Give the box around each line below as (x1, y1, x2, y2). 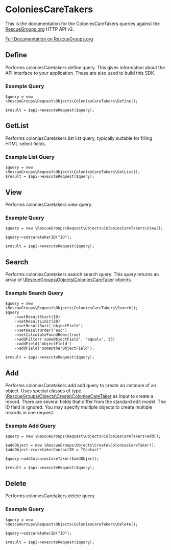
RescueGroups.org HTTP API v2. (5, 26, 75, 32)
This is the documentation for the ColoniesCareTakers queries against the (5, 20, 160, 27)
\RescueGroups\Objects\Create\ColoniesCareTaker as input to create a (5, 393, 154, 399)
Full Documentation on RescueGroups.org (5, 36, 93, 42)
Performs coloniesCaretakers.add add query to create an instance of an (5, 383, 157, 389)
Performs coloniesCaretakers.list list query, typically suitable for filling (5, 135, 153, 141)
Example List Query (5, 153, 55, 160)
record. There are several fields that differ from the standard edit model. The (5, 398, 166, 405)
